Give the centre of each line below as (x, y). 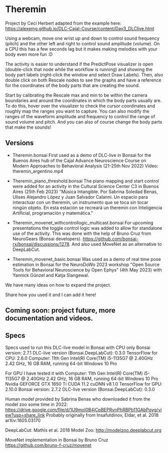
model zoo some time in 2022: (37, 404)
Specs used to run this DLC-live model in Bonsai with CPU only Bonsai (78, 347)
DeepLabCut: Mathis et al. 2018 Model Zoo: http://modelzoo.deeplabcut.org (83, 430)
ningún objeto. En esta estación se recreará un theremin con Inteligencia (87, 208)
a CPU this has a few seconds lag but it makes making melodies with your (81, 49)
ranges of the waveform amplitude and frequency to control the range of (80, 116)
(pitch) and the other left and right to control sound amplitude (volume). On (82, 43)
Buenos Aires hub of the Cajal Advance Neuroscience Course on (79, 160)
